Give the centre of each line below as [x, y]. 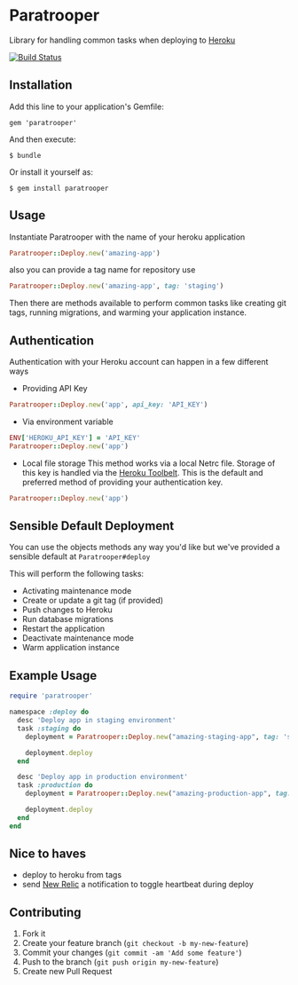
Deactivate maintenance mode [78, 638]
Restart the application [63, 629]
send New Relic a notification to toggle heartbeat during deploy [138, 885]
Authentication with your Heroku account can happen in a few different [139, 362]
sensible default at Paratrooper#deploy [80, 556]
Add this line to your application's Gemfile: [86, 106]
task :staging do [49, 729]
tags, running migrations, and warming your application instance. [128, 312]
